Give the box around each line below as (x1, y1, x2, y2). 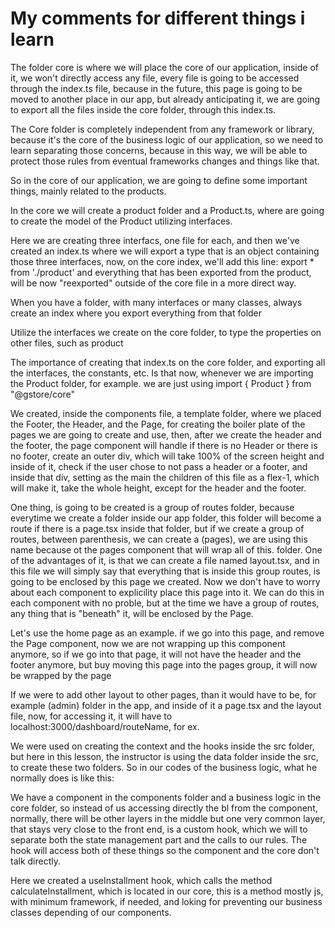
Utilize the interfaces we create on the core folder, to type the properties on (10, 326, 322, 338)
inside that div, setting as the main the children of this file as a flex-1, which (10, 471, 320, 483)
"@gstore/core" (10, 388, 76, 400)
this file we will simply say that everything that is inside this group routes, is (10, 565, 321, 577)
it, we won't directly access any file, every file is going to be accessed (10, 72, 300, 84)
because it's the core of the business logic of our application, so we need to (10, 133, 324, 146)
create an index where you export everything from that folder (10, 307, 263, 319)
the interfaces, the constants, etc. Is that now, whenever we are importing (10, 367, 314, 379)
